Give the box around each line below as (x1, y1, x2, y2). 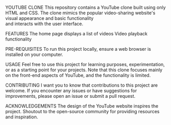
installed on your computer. (5, 51, 63, 57)
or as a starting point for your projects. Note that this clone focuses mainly (5, 67, 163, 73)
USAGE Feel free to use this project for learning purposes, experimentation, (5, 61, 165, 67)
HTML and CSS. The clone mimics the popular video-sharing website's (5, 10, 156, 16)
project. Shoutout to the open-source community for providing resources (5, 109, 160, 114)
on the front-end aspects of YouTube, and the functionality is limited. (5, 72, 151, 78)
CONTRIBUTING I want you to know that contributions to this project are (5, 82, 158, 88)
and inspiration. (5, 114, 39, 120)
